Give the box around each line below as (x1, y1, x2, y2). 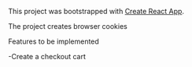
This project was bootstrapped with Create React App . (8, 7, 185, 16)
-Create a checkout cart (8, 52, 87, 61)
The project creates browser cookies (8, 22, 127, 30)
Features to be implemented (8, 37, 100, 46)
